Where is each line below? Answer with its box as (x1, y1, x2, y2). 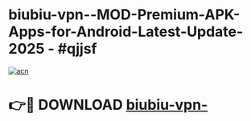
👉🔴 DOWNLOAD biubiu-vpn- (8, 96, 208, 114)
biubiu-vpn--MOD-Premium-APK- (8, 6, 241, 24)
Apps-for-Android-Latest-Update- (8, 22, 244, 41)
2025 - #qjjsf (8, 40, 97, 58)
